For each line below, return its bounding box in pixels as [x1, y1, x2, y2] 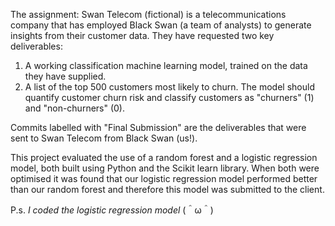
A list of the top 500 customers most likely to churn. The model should [24, 81, 315, 93]
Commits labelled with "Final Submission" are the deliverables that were [10, 122, 307, 133]
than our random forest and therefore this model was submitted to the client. [10, 184, 325, 195]
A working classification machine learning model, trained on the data [24, 60, 308, 71]
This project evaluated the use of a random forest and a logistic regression [10, 152, 318, 163]
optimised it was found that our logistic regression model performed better [10, 173, 318, 184]
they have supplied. [24, 70, 107, 82]
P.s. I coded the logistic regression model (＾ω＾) [10, 204, 214, 216]
